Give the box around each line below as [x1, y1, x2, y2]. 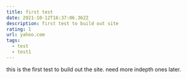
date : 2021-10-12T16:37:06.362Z [6, 15, 89, 21]
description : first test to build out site [6, 20, 119, 26]
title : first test [6, 9, 53, 15]
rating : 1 [6, 26, 32, 32]
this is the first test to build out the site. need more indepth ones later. [6, 66, 182, 73]
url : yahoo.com [6, 32, 45, 38]
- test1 [12, 49, 32, 55]
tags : [6, 37, 20, 43]
